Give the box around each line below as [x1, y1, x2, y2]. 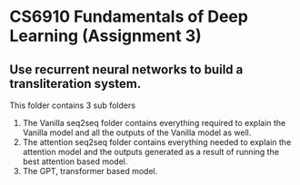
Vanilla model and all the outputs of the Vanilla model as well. [22, 127, 252, 138]
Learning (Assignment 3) [9, 25, 202, 46]
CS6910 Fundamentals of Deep [9, 6, 248, 27]
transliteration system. [9, 75, 142, 92]
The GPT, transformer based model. [22, 166, 158, 176]
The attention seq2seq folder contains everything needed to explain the [22, 137, 292, 147]
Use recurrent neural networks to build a [9, 62, 244, 77]
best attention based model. [22, 156, 128, 167]
